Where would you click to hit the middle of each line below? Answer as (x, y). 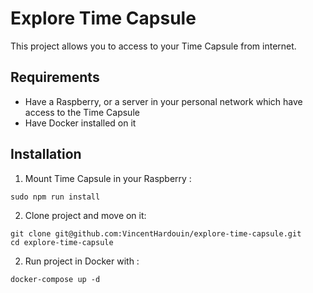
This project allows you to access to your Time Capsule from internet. (153, 46)
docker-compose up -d (55, 279)
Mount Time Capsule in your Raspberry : (108, 178)
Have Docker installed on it (80, 123)
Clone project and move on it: (85, 215)
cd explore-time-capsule (62, 242)
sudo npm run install (55, 197)
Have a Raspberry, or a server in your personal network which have (163, 101)
